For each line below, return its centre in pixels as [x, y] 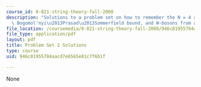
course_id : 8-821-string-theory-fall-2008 [60, 12]
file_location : [25, 28]
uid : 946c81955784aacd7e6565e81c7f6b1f [56, 56]
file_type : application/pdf [41, 34]
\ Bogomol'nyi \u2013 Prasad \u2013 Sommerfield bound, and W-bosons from [101, 23]
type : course [22, 51]
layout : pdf [21, 40]
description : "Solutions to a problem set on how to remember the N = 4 [99, 17]
